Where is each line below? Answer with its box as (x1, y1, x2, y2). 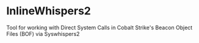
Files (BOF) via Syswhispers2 (6, 30, 80, 37)
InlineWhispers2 (6, 4, 91, 18)
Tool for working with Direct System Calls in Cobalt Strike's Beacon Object (6, 24, 193, 31)
